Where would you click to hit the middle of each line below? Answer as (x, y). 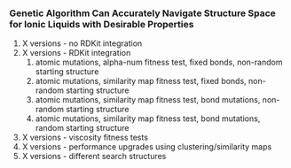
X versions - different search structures (94, 157)
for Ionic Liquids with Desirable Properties (102, 24)
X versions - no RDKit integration (82, 43)
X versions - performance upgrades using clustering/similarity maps (147, 147)
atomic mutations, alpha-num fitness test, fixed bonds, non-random (159, 62)
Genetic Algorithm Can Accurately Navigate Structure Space (143, 13)
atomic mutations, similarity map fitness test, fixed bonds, (141, 81)
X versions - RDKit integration (76, 53)
